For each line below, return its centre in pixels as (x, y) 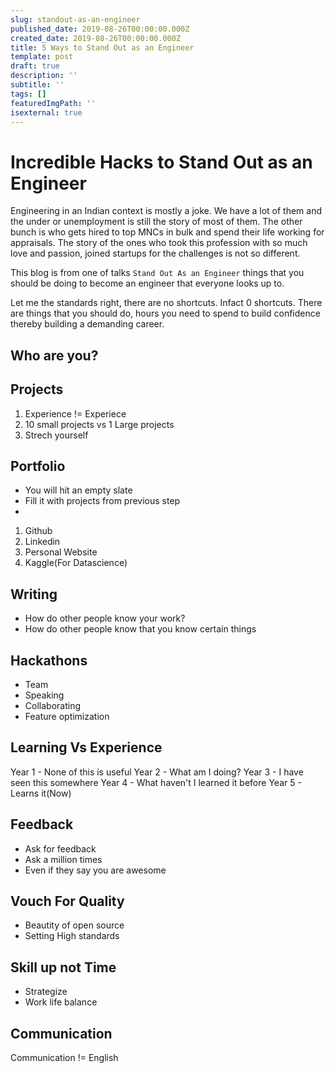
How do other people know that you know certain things (140, 629)
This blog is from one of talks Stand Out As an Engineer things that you (157, 273)
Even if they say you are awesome (95, 870)
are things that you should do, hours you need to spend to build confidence (165, 313)
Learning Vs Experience (86, 747)
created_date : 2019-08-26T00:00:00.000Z (96, 38)
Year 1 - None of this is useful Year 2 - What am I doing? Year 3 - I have (157, 772)
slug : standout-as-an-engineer (75, 19)
